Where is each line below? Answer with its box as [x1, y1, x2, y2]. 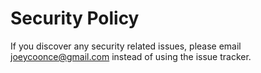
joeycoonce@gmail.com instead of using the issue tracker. [10, 50, 252, 62]
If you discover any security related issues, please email [10, 40, 242, 52]
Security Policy [10, 7, 140, 30]
